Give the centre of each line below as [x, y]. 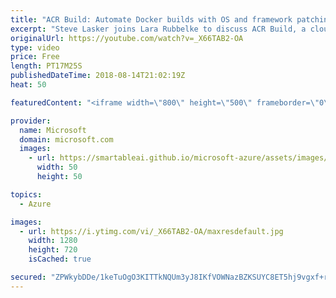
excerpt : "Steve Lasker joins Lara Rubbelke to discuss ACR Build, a [158, 29]
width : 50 [57, 167]
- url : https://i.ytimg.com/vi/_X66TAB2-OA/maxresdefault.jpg [151, 231]
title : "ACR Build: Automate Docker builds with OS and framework [151, 19]
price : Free [35, 57]
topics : [26, 194]
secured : [28, 277]
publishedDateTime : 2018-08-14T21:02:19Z [98, 76]
